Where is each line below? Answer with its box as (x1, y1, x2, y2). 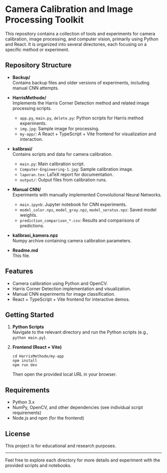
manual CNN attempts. (12, 85, 59, 91)
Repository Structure (5, 61, 72, 69)
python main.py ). (12, 335, 47, 341)
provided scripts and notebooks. (5, 463, 72, 468)
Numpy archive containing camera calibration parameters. (12, 237, 132, 243)
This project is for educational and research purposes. (5, 443, 116, 449)
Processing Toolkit (5, 14, 84, 25)
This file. (12, 252, 30, 258)
